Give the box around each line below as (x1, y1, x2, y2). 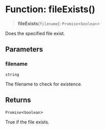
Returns (5, 96, 32, 105)
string (5, 72, 19, 77)
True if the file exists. (5, 119, 49, 125)
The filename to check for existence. (5, 81, 83, 87)
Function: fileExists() (5, 4, 95, 15)
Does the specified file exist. (5, 30, 65, 36)
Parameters (5, 45, 43, 54)
